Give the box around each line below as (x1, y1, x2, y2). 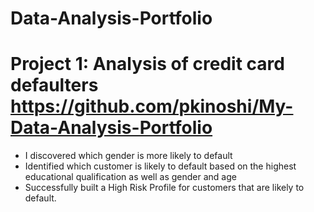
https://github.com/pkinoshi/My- (10, 95, 294, 118)
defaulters (10, 74, 99, 97)
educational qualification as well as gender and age (24, 171, 237, 183)
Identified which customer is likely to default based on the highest (24, 160, 297, 172)
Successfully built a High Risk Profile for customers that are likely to (24, 182, 305, 194)
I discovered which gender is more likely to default (24, 150, 233, 162)
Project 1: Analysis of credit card (10, 53, 285, 76)
